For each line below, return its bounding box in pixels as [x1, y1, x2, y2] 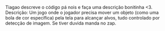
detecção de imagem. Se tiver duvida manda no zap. [5, 20, 116, 26]
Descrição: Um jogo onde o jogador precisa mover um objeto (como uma [5, 9, 159, 15]
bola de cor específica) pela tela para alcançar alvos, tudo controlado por [5, 15, 160, 20]
